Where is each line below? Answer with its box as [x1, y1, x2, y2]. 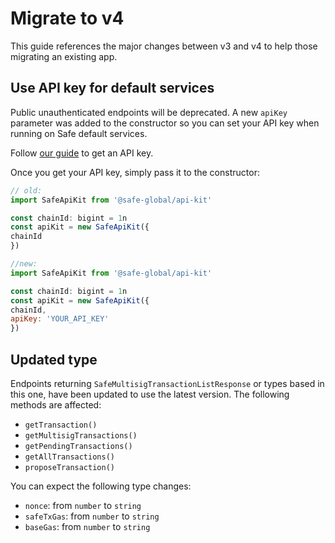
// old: [10, 185, 43, 196]
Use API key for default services [10, 80, 215, 97]
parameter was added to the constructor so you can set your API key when [10, 117, 320, 129]
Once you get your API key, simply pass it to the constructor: [10, 166, 260, 178]
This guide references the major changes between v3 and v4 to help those [10, 40, 318, 52]
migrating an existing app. [10, 50, 118, 62]
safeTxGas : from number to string [24, 510, 160, 522]
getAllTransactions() [24, 452, 115, 462]
